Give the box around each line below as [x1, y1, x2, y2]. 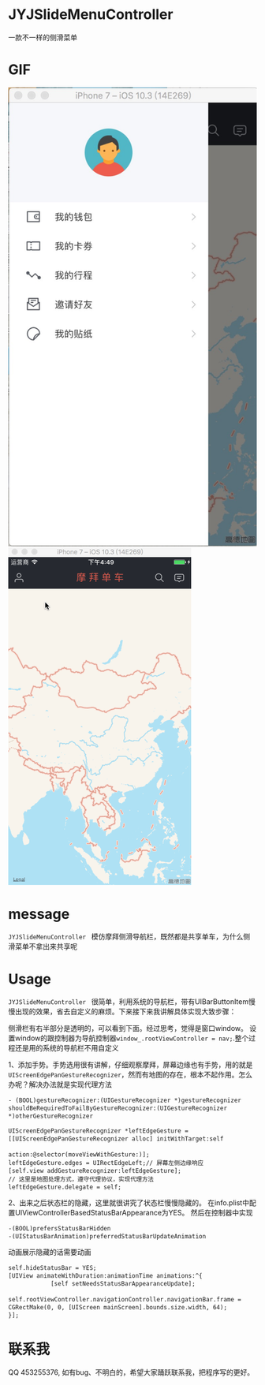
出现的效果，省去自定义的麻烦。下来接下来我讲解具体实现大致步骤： [14, 1007, 237, 1017]
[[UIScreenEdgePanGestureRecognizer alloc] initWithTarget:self [8, 1135, 224, 1143]
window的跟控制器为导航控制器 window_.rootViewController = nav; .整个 [14, 1033, 249, 1043]
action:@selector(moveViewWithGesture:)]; [8, 1151, 150, 1159]
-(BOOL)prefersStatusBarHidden [8, 1225, 111, 1233]
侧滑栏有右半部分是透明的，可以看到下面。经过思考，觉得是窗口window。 [8, 1024, 248, 1033]
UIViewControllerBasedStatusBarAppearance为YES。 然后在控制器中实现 [14, 1208, 253, 1218]
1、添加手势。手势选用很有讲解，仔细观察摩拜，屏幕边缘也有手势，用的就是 [8, 1060, 253, 1070]
